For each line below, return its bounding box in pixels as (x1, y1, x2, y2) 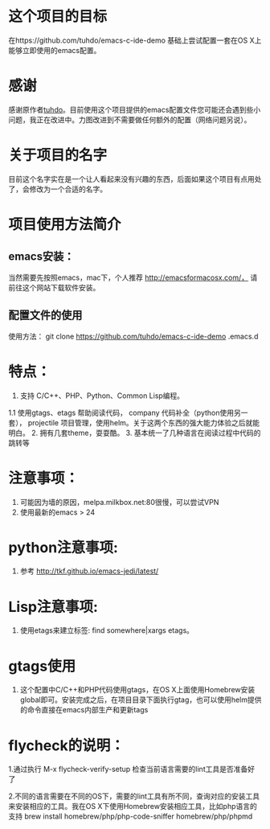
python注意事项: (8, 538, 119, 556)
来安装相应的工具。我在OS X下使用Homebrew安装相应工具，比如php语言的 (8, 802, 257, 811)
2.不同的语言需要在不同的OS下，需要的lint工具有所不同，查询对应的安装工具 (8, 791, 260, 801)
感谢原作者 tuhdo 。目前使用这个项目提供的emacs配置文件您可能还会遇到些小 (8, 105, 261, 114)
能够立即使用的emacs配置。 (8, 45, 101, 55)
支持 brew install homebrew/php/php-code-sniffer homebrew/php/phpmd (8, 811, 253, 821)
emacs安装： (8, 250, 75, 264)
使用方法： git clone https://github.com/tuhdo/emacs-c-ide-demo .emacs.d (8, 331, 259, 341)
